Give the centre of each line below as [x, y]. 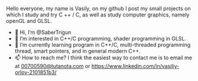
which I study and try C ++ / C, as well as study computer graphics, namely [98, 15]
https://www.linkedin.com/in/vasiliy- [135, 66]
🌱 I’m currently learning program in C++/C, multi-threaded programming [103, 45]
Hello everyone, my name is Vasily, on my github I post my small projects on [98, 9]
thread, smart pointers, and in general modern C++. [77, 51]
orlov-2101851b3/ [36, 72]
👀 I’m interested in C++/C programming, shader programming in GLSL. [100, 38]
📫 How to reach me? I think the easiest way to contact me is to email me [103, 58]
